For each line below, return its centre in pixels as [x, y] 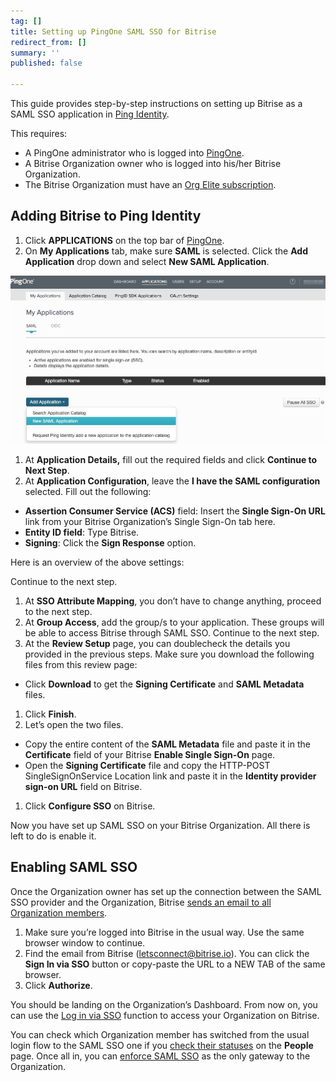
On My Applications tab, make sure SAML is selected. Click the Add [166, 251]
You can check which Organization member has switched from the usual [160, 1034]
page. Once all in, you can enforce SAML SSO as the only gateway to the [160, 1056]
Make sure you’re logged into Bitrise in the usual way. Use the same [164, 932]
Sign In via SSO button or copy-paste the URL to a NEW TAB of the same [175, 964]
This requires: [39, 133]
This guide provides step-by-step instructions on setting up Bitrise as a [156, 103]
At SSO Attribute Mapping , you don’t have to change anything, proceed [173, 601]
